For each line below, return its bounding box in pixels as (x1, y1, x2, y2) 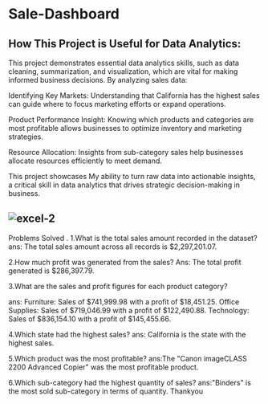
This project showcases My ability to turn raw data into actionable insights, (8, 172, 256, 181)
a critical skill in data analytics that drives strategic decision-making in (8, 180, 241, 190)
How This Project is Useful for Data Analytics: (8, 37, 242, 51)
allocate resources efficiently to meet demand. (8, 156, 163, 165)
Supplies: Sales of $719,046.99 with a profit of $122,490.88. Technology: (8, 305, 250, 315)
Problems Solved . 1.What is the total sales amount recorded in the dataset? (8, 233, 258, 243)
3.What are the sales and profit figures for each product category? (8, 281, 228, 291)
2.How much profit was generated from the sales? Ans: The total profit (8, 257, 242, 267)
